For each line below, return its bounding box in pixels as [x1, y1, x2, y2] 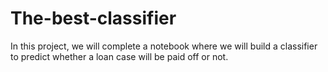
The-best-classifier [10, 7, 177, 30]
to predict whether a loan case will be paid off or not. [10, 50, 229, 62]
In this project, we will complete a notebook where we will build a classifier [10, 40, 318, 52]
